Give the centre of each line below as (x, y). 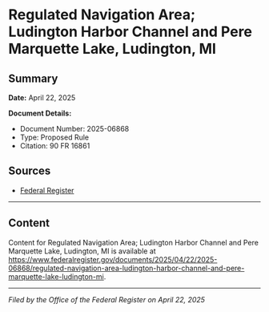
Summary (33, 78)
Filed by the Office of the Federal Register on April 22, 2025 (107, 299)
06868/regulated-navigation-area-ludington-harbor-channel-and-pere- (126, 268)
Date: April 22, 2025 (42, 97)
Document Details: (40, 113)
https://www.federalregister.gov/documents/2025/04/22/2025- (113, 259)
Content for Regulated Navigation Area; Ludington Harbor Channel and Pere (133, 242)
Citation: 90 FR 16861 (55, 146)
